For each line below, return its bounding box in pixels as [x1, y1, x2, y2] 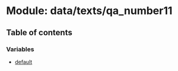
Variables [6, 45, 34, 53]
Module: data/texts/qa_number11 [6, 4, 173, 18]
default [14, 58, 33, 65]
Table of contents [6, 28, 72, 38]
